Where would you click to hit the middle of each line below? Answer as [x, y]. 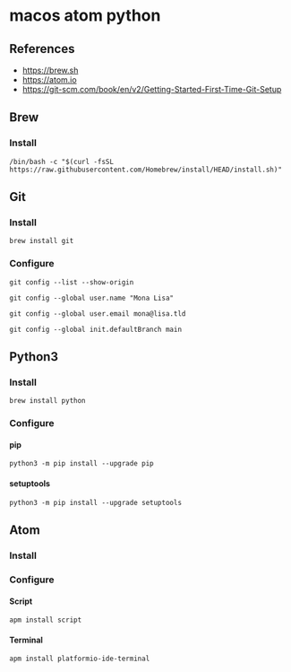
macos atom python [85, 16]
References [42, 49]
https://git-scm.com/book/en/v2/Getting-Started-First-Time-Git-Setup [152, 89]
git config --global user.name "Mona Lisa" [92, 298]
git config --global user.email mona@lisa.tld [98, 314]
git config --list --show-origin [72, 282]
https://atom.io [50, 80]
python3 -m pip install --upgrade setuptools [95, 502]
